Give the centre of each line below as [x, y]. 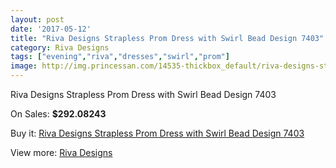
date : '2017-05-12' [51, 29]
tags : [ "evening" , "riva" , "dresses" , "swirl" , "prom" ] [120, 57]
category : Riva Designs [60, 47]
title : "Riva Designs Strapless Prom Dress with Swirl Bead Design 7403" [167, 38]
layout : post [37, 19]
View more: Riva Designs [61, 152]
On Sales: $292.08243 [58, 114]
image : [24, 66]
